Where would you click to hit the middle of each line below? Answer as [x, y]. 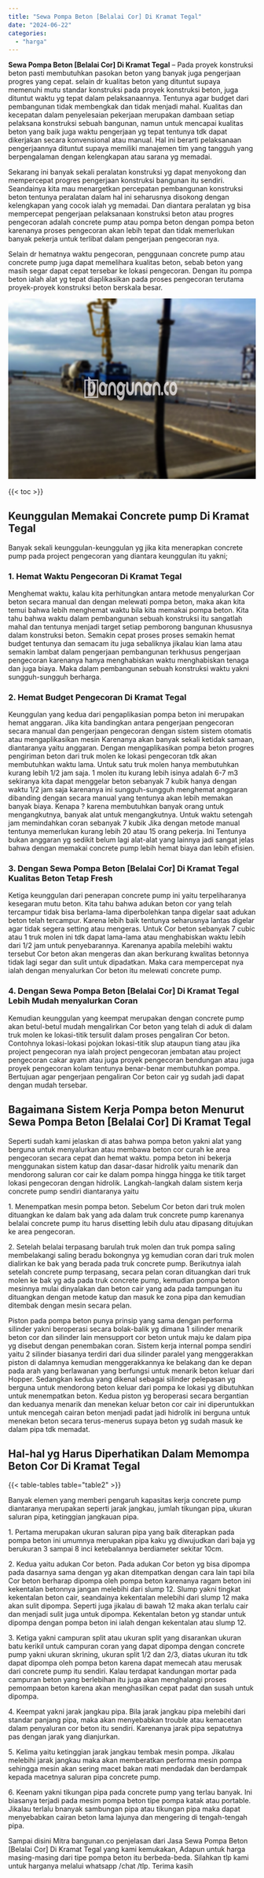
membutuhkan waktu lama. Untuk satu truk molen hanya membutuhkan [124, 765]
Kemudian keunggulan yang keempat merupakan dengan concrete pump [126, 1018]
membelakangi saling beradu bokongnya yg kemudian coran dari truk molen [131, 1255]
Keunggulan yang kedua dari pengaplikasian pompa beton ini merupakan [126, 714]
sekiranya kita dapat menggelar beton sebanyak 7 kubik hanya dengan [123, 781]
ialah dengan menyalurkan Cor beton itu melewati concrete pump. [115, 971]
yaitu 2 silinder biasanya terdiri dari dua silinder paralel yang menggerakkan [131, 1354]
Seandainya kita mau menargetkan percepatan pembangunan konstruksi [126, 189]
